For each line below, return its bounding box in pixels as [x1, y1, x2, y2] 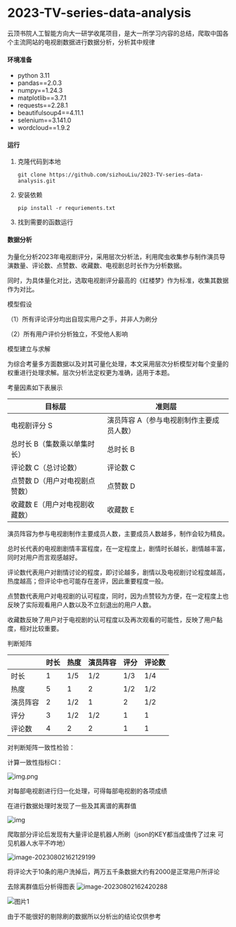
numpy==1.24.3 [17, 86, 63, 95]
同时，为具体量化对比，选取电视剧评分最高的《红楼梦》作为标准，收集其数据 [7, 276, 229, 284]
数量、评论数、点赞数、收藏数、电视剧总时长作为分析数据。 [13, 261, 186, 270]
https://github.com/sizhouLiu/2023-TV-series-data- [48, 171, 204, 178]
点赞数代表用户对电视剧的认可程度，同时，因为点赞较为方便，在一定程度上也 [7, 591, 229, 600]
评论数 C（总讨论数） [11, 462, 81, 472]
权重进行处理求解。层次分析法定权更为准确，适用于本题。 [7, 368, 173, 376]
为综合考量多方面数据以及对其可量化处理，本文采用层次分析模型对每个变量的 [7, 360, 229, 368]
